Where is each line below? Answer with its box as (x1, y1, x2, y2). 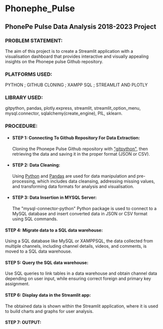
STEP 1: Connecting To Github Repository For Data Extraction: (12, 135, 140, 141)
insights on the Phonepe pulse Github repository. (5, 58, 103, 64)
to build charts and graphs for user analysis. (5, 308, 94, 314)
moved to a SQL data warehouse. (5, 248, 72, 255)
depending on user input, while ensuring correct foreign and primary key (5, 276, 151, 282)
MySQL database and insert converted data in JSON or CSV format (12, 211, 148, 216)
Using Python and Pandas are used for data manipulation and (12, 173, 136, 179)
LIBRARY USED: (5, 94, 43, 101)
